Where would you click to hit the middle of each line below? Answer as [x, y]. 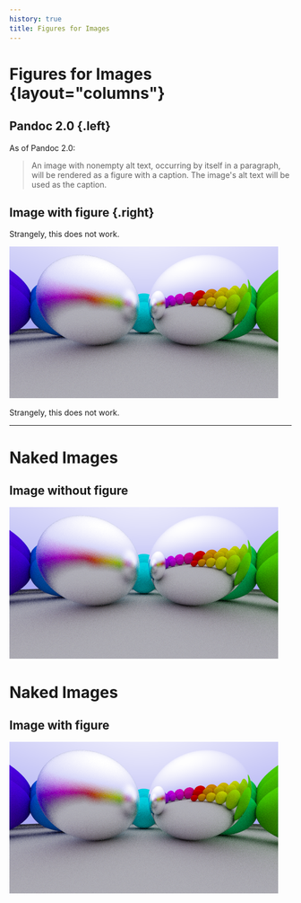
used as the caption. [69, 184]
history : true [36, 19]
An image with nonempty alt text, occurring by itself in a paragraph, [156, 165]
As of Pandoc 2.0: [43, 147]
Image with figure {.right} [82, 212]
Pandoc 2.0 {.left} [60, 126]
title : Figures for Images [60, 28]
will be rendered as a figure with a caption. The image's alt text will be [160, 174]
